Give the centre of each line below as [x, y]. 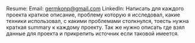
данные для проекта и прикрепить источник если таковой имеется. [92, 34]
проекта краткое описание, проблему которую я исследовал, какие [93, 15]
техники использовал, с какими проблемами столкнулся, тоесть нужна [97, 21]
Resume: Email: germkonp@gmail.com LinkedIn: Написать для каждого [95, 9]
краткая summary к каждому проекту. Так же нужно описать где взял [95, 27]
